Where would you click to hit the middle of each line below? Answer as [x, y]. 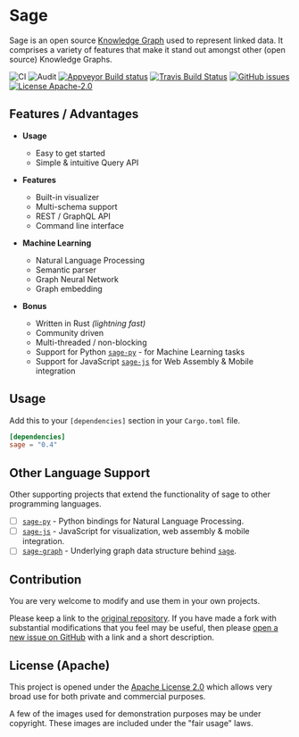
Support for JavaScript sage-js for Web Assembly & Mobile [145, 361]
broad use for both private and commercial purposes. [108, 696]
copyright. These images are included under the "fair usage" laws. [131, 723]
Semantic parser [66, 270]
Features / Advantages [74, 114]
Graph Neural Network [77, 279]
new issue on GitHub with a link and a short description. [112, 637]
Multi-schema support [76, 206]
